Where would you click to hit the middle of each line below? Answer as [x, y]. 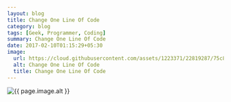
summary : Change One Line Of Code [57, 39]
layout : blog [26, 13]
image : [16, 52]
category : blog [29, 26]
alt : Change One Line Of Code [56, 65]
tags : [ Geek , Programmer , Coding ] [57, 33]
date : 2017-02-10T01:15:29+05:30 [55, 45]
